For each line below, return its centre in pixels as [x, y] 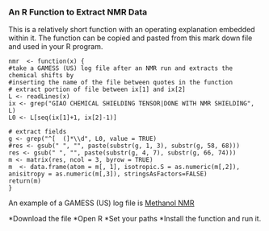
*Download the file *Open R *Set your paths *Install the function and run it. [135, 219]
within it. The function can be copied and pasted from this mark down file [130, 38]
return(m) [25, 181]
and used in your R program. [56, 47]
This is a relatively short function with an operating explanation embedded [132, 30]
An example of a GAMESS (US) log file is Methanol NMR [101, 203]
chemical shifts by [41, 76]
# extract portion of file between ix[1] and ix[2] [97, 90]
